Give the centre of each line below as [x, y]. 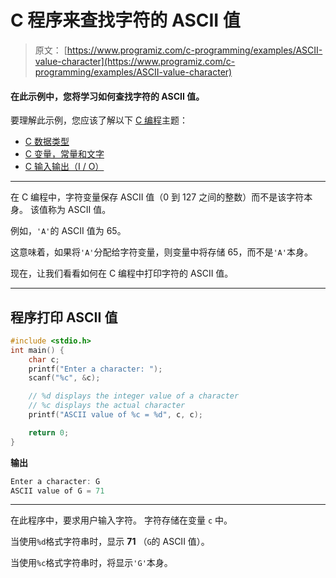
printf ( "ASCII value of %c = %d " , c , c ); [115, 415]
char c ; [44, 359]
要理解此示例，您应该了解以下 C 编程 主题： [99, 120]
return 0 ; [49, 432]
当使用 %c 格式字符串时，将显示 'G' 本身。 [91, 563]
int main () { [37, 350]
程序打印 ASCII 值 [64, 317]
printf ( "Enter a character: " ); [95, 369]
